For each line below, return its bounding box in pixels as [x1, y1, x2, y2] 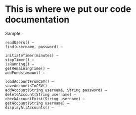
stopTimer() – [5, 57, 35, 62]
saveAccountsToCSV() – [5, 83, 52, 88]
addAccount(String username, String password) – [5, 88, 107, 93]
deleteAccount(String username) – [5, 92, 77, 97]
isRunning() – [5, 61, 35, 66]
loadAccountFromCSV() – [5, 79, 54, 84]
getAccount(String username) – [5, 101, 70, 106]
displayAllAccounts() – [5, 105, 54, 110]
